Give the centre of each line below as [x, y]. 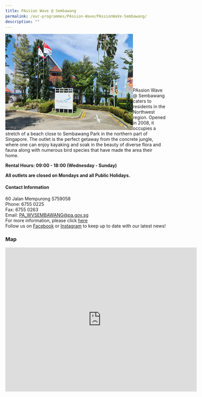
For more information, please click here [46, 220]
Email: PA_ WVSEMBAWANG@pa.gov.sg [47, 215]
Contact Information [27, 187]
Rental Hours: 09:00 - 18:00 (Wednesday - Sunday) [61, 165]
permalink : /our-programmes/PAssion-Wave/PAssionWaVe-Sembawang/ [76, 16]
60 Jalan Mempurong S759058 [38, 198]
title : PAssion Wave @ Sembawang [41, 11]
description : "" [22, 22]
